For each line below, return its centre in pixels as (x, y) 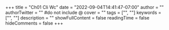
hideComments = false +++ (34, 23)
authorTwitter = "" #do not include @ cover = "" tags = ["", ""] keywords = (83, 12)
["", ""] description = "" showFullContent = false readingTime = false (77, 18)
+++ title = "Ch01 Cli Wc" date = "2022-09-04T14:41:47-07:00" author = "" (84, 7)
